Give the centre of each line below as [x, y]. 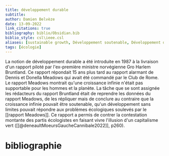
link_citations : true [28, 29]
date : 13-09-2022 [23, 24]
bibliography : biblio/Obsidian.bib [43, 33]
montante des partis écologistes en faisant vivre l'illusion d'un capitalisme [82, 120]
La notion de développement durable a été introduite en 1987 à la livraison [82, 61]
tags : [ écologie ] [23, 47]
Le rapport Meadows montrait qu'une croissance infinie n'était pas [74, 83]
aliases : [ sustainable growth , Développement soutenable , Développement [83, 43]
